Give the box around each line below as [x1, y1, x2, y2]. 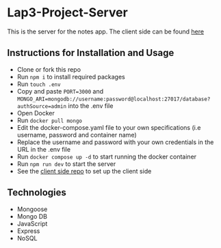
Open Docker [16, 109, 55, 117]
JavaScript [16, 219, 48, 228]
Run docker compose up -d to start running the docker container [16, 152, 197, 161]
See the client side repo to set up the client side [16, 167, 152, 175]
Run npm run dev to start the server [16, 159, 116, 168]
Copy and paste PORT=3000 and [16, 87, 104, 95]
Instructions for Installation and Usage [7, 47, 174, 59]
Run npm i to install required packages [16, 72, 125, 81]
